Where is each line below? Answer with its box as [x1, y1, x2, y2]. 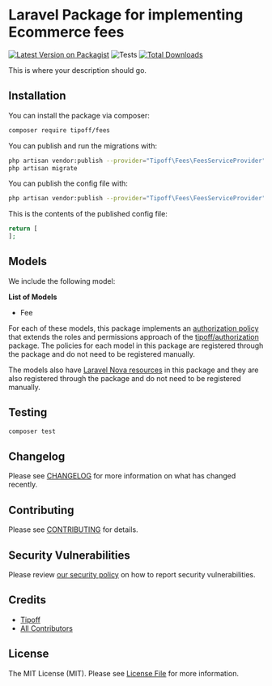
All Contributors [19, 623, 73, 633]
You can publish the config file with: [8, 178, 128, 188]
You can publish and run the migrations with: [8, 140, 158, 151]
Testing [8, 405, 48, 419]
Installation [8, 89, 66, 103]
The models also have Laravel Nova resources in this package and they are [8, 365, 259, 375]
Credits [8, 594, 47, 607]
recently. [8, 480, 38, 490]
